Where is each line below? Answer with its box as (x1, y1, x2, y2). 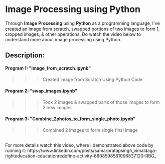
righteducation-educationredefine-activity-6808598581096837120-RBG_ (5, 152, 156, 159)
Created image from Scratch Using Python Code (42, 76, 143, 83)
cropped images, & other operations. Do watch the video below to (5, 31, 141, 37)
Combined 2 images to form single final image (42, 127, 138, 133)
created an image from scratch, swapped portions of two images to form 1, (5, 26, 160, 32)
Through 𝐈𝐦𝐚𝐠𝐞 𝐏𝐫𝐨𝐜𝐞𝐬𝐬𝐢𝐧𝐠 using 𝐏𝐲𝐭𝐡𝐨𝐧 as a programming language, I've (5, 20, 160, 26)
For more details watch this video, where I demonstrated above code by (5, 142, 154, 148)
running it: (5, 147, 27, 153)
